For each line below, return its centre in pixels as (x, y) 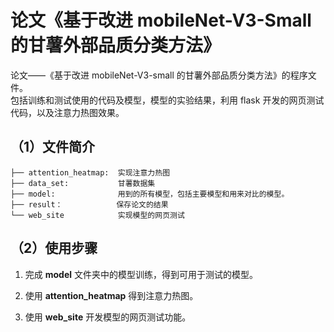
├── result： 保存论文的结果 (89, 204)
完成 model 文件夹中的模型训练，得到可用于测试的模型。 (141, 274)
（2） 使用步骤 (54, 248)
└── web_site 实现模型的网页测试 (97, 215)
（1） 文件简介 (53, 147)
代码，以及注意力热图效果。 (67, 112)
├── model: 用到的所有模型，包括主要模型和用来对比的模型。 (150, 194)
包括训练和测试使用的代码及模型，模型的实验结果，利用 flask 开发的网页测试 (167, 100)
